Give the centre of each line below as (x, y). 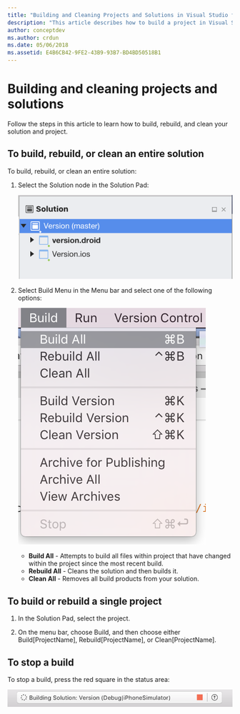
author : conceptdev (36, 30)
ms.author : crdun (33, 38)
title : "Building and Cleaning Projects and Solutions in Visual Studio (118, 15)
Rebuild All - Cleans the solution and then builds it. (103, 571)
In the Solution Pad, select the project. (74, 618)
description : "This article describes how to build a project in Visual (118, 22)
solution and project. (37, 131)
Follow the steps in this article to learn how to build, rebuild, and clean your (118, 124)
